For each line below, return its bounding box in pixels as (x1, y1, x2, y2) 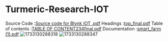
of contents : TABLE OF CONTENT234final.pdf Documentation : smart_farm (5, 25, 161, 31)
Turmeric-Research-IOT (5, 4, 109, 15)
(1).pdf (5, 31, 19, 37)
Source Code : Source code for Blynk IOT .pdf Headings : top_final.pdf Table (5, 20, 163, 26)
